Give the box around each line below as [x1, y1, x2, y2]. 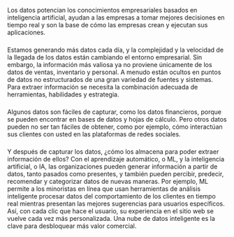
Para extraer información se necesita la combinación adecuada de [7, 82, 198, 91]
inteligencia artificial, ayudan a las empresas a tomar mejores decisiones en [7, 13, 225, 22]
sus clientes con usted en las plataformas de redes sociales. [7, 129, 181, 138]
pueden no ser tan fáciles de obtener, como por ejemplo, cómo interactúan [7, 122, 224, 131]
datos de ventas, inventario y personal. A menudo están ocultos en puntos [7, 68, 221, 76]
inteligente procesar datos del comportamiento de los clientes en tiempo [7, 192, 217, 200]
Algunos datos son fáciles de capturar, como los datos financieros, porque [7, 108, 222, 116]
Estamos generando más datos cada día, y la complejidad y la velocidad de [7, 45, 224, 54]
